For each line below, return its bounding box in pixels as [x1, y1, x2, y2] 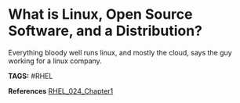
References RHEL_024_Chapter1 [8, 86, 114, 95]
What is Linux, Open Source [8, 5, 193, 23]
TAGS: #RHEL [8, 71, 53, 80]
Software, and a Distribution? [8, 22, 202, 40]
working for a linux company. [8, 56, 102, 66]
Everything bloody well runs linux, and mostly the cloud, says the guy [8, 48, 233, 57]
